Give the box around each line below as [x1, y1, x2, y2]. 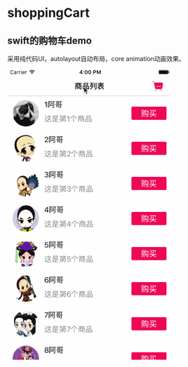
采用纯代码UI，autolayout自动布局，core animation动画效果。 [7, 55, 185, 62]
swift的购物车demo [7, 34, 93, 46]
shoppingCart [7, 5, 90, 21]
